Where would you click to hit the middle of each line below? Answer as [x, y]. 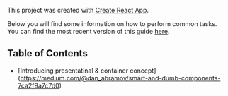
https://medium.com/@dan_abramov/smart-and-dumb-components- [120, 78]
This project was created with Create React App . [78, 10]
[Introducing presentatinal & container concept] [87, 71]
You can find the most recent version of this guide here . [89, 31]
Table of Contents [48, 53]
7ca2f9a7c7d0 [39, 85]
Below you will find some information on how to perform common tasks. [112, 24]
